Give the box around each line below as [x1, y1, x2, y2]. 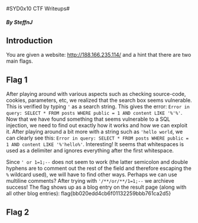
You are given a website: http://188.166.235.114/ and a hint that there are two [6, 51, 191, 59]
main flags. [6, 57, 34, 64]
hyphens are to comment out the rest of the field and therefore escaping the [6, 165, 192, 172]
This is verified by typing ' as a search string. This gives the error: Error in [6, 103, 190, 110]
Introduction [6, 35, 53, 46]
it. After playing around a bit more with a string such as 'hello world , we [6, 128, 183, 135]
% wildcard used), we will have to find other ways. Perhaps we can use [6, 171, 177, 178]
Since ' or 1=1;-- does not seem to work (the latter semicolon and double [6, 159, 188, 166]
